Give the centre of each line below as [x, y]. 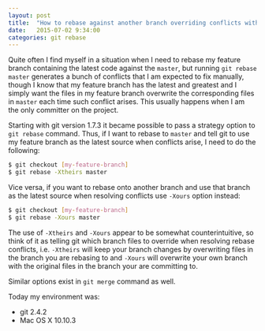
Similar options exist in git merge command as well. [92, 281]
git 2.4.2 [33, 311]
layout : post [30, 15]
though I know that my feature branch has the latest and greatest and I [123, 85]
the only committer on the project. [63, 110]
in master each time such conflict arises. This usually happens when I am [127, 102]
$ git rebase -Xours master [54, 218]
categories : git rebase [47, 37]
